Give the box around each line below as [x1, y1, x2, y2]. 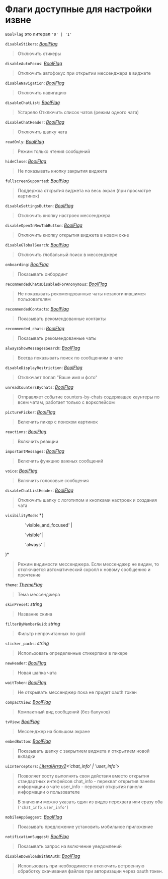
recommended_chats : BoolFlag [5, 325, 64, 331]
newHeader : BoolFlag [5, 660, 47, 666]
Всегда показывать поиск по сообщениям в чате [17, 354, 123, 360]
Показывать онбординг [17, 271, 68, 277]
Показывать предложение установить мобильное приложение [17, 823, 153, 830]
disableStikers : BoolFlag [5, 40, 58, 46]
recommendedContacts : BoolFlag [5, 305, 69, 312]
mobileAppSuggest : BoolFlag [5, 814, 62, 820]
